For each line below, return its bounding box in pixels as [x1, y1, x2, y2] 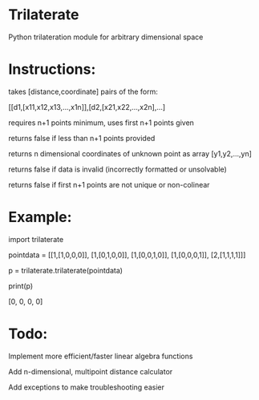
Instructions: [8, 60, 96, 79]
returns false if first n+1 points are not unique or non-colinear [8, 180, 210, 189]
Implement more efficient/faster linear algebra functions [8, 351, 193, 361]
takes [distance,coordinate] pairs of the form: [8, 87, 159, 96]
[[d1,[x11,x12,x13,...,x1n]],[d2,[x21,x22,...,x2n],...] [8, 102, 166, 111]
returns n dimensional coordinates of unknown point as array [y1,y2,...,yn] [8, 148, 253, 158]
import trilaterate [8, 234, 64, 244]
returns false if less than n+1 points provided [8, 133, 156, 143]
